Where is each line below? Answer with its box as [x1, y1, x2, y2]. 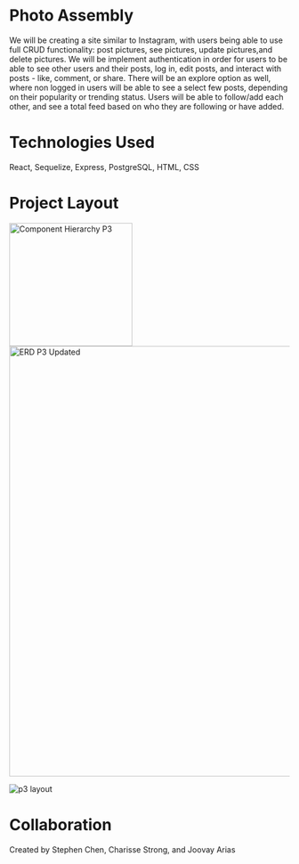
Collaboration [9, 815, 112, 835]
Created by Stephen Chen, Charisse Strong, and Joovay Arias [9, 844, 236, 855]
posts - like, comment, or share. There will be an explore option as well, [9, 72, 271, 83]
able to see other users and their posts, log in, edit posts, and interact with [9, 63, 282, 74]
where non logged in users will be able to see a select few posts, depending [9, 82, 288, 93]
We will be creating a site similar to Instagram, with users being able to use [9, 35, 283, 45]
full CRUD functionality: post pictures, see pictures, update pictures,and [9, 44, 273, 54]
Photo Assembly [9, 5, 134, 26]
